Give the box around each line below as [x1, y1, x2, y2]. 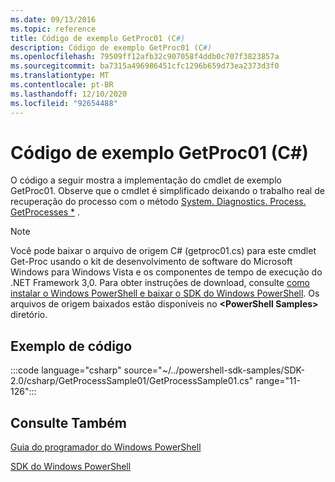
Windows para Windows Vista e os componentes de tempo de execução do [10, 266, 323, 278]
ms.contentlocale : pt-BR [10, 80, 114, 90]
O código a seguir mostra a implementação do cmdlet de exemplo [10, 174, 282, 186]
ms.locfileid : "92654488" [10, 98, 118, 108]
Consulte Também [10, 414, 128, 431]
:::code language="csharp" [10, 364, 122, 376]
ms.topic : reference [10, 24, 97, 34]
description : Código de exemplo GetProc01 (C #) [10, 42, 213, 53]
